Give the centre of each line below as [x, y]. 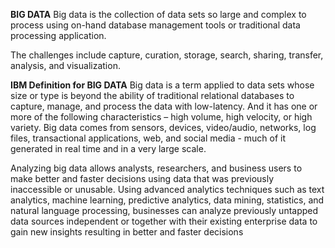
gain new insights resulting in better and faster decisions [127, 232]
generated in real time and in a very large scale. [108, 148]
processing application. [58, 35]
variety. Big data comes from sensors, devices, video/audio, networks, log [163, 127]
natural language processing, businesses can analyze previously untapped [164, 210]
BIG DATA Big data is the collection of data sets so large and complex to [158, 14]
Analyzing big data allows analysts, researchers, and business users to [156, 168]
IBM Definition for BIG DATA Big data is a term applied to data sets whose [162, 85]
